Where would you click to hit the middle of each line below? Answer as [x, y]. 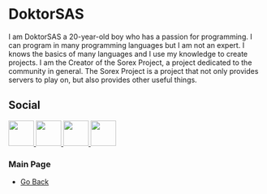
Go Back [34, 182]
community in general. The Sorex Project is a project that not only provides [133, 71]
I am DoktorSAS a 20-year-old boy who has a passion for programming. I [131, 37]
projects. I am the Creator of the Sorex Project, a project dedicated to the [130, 63]
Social [24, 105]
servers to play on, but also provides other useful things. [103, 80]
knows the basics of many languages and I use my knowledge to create [128, 54]
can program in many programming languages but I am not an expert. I [127, 45]
